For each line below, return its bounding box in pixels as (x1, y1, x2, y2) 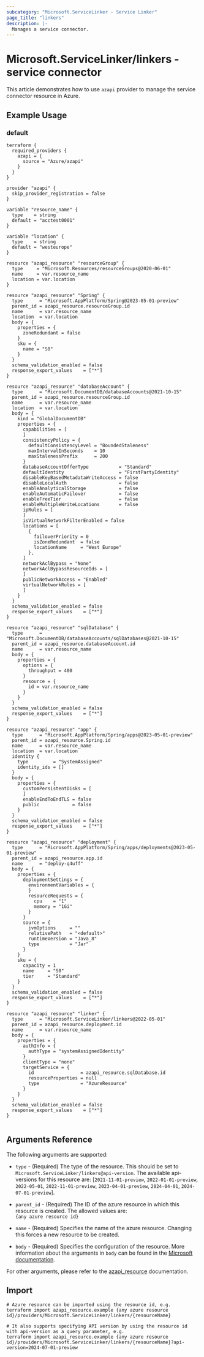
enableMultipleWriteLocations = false (22, 501, 138, 507)
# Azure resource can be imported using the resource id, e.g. (6, 1301, 172, 1308)
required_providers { (12, 148, 67, 154)
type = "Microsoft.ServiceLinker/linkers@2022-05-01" (12, 1016, 166, 1022)
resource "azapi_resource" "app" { (6, 727, 97, 733)
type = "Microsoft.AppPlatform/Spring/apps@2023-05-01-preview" (12, 731, 193, 738)
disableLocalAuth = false (22, 480, 138, 486)
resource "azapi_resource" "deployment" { (6, 839, 116, 845)
